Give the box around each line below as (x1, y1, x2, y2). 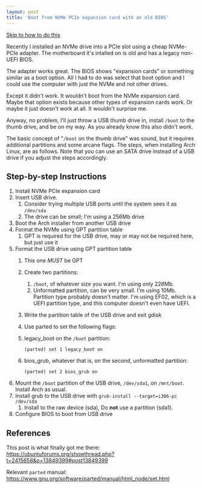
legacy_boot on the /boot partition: (24, 335, 111, 342)
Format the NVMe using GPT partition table (15, 226, 123, 233)
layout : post (6, 8, 39, 15)
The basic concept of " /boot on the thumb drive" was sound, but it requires (6, 134, 195, 142)
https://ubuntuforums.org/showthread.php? (6, 451, 115, 458)
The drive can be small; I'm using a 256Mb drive (24, 213, 145, 221)
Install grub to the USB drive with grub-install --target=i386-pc (15, 392, 177, 400)
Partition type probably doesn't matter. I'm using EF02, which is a (33, 293, 197, 301)
